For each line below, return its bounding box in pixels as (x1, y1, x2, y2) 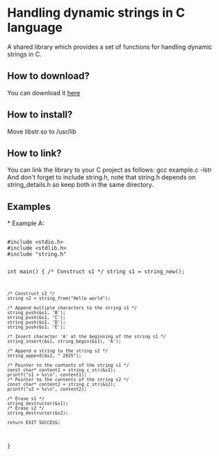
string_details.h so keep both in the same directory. (7, 181, 154, 189)
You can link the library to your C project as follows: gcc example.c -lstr (7, 165, 212, 174)
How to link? (7, 147, 62, 159)
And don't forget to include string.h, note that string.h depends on (7, 173, 196, 181)
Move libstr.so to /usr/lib (7, 127, 76, 136)
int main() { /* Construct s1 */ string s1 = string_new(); (7, 268, 186, 275)
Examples (7, 200, 51, 213)
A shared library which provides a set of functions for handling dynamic (7, 42, 213, 51)
